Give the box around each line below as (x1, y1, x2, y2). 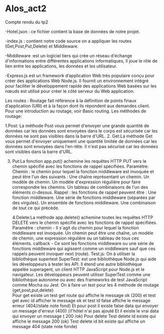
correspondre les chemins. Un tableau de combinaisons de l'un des (12, 184, 148, 190)
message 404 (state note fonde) (12, 323, 78, 329)
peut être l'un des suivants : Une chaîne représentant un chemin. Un (12, 174, 150, 179)
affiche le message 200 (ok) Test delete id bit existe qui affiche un (12, 318, 145, 324)
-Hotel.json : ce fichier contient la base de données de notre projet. (5, 28, 141, 34)
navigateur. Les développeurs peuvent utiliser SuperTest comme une (12, 271, 150, 277)
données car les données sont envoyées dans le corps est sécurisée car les (5, 128, 158, 134)
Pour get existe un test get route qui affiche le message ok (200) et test (12, 292, 156, 298)
